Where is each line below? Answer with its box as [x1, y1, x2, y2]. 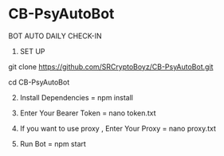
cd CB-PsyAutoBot [8, 77, 70, 87]
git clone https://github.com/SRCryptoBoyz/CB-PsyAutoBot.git [8, 61, 214, 72]
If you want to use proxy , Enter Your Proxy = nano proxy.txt [19, 123, 217, 133]
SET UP [19, 46, 45, 56]
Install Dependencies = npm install [19, 92, 134, 102]
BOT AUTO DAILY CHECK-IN [8, 31, 102, 41]
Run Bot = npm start [19, 138, 86, 148]
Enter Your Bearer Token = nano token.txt [19, 108, 157, 118]
